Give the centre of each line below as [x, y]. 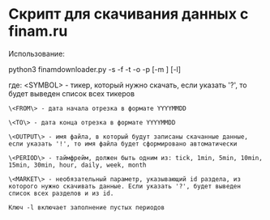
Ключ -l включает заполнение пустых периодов [86, 207]
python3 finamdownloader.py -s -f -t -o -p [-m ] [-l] [94, 69]
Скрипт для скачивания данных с [129, 14]
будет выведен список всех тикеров [72, 93]
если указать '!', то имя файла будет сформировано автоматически [123, 144]
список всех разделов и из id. [61, 193]
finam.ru [38, 31]
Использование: [36, 53]
